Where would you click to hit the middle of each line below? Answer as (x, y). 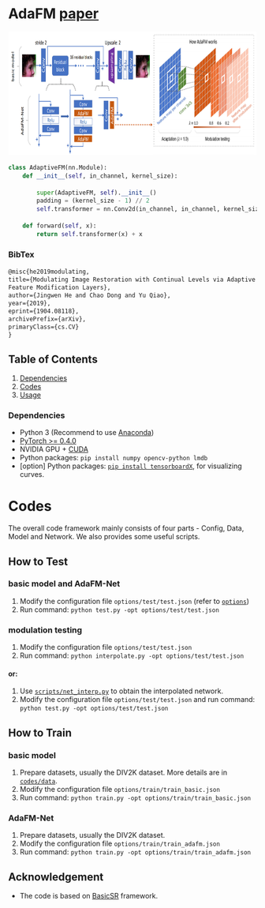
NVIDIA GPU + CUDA (54, 449)
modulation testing (45, 630)
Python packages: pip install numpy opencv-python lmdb (114, 458)
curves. (32, 475)
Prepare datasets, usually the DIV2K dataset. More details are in (123, 773)
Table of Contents (53, 359)
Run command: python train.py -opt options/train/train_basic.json (135, 797)
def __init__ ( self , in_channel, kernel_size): (100, 176)
